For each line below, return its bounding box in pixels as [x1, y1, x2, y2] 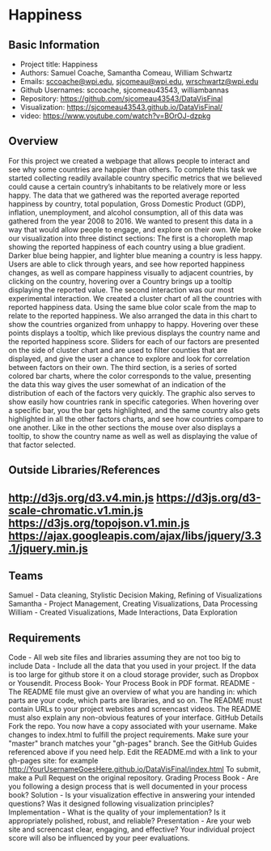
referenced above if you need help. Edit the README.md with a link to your [8, 747, 258, 757]
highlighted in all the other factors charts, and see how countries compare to [8, 414, 264, 423]
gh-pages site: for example [8, 755, 99, 766]
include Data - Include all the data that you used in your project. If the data [8, 662, 256, 671]
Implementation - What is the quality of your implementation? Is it [8, 807, 227, 817]
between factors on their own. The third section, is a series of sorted [8, 362, 237, 372]
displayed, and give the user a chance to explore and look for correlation [8, 354, 251, 364]
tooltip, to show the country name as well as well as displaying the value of [8, 431, 258, 440]
